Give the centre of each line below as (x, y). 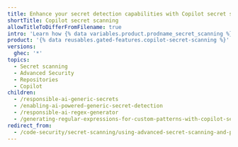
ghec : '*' (28, 54)
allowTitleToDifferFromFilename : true (64, 27)
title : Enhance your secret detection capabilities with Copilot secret (117, 14)
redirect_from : (30, 125)
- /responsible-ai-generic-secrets (66, 100)
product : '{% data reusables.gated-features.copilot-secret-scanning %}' (119, 40)
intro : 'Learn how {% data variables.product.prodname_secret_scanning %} (120, 34)
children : (22, 93)
